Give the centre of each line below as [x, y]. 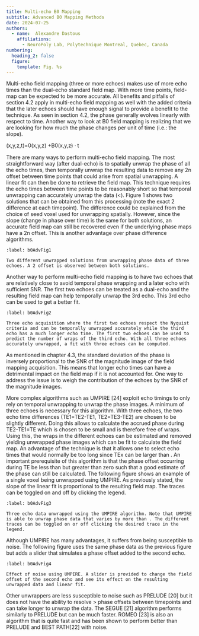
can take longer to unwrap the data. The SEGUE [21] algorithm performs [94, 608]
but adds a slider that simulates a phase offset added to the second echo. [96, 553]
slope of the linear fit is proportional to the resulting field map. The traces [95, 486]
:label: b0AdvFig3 [29, 504]
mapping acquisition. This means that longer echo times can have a [89, 368]
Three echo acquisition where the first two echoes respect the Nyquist [98, 323]
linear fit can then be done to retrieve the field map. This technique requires [98, 183]
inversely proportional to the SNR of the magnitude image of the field [90, 361]
